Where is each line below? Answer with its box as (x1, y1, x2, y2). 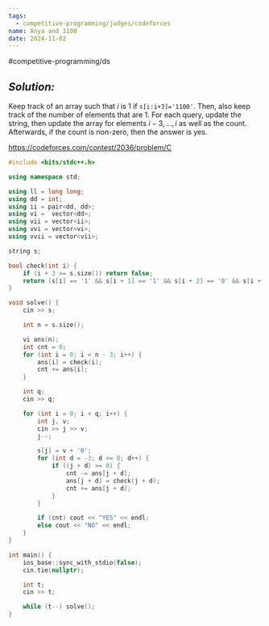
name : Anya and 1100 (8, 27, 78, 35)
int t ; (23, 581, 45, 589)
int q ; (23, 388, 45, 396)
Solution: (8, 80, 55, 94)
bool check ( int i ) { (8, 262, 78, 270)
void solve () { (8, 299, 60, 307)
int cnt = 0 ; (23, 342, 67, 351)
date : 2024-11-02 (8, 34, 67, 43)
